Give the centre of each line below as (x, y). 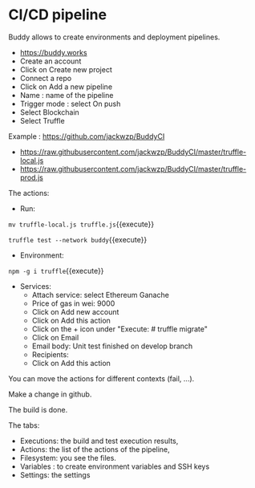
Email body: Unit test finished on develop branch (112, 346)
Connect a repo (46, 78)
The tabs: (24, 425)
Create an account (51, 61)
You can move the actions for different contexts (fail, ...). (101, 378)
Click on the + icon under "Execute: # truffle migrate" (120, 329)
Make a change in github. (50, 394)
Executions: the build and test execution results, (99, 441)
